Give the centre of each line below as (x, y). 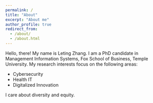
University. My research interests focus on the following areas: (71, 64)
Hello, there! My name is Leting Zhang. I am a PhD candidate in (72, 53)
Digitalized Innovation (36, 85)
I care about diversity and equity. (40, 95)
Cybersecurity (28, 74)
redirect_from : (22, 29)
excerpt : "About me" (27, 19)
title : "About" (22, 15)
